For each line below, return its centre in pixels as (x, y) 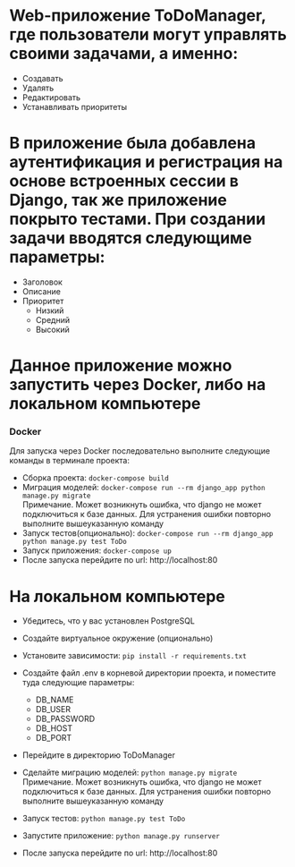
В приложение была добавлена (133, 143)
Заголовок (42, 282)
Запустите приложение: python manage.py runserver (121, 836)
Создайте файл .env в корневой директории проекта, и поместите (149, 673)
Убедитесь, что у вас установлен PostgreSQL (108, 621)
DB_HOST (54, 728)
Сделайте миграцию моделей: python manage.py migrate (130, 773)
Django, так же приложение (118, 200)
